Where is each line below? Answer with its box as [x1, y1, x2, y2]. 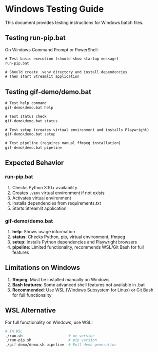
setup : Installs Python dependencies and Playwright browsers [12, 239, 138, 245]
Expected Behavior [5, 159, 64, 167]
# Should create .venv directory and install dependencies [5, 69, 128, 74]
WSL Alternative [5, 307, 56, 315]
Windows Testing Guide [5, 3, 104, 15]
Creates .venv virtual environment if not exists [12, 190, 105, 196]
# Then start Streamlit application [5, 74, 79, 79]
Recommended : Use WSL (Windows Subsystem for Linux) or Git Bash [12, 287, 154, 293]
